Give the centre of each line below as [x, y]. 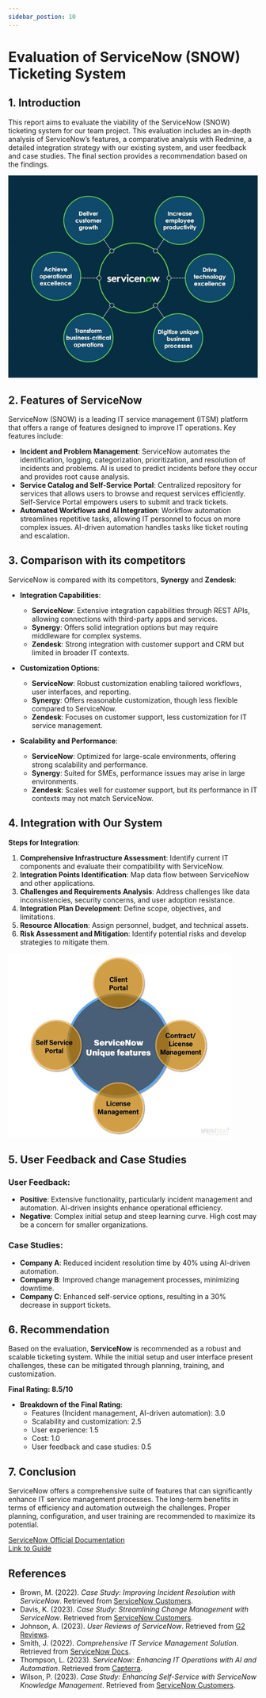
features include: [36, 435]
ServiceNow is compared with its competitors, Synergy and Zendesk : [122, 580]
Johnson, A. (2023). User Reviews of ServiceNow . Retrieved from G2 [132, 1627]
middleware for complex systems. [87, 635]
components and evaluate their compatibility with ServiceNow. [122, 866]
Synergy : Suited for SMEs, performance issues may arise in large [138, 772]
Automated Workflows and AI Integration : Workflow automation [125, 510]
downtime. [37, 1288]
